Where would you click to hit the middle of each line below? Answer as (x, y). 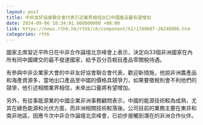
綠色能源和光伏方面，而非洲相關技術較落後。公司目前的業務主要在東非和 (107, 108)
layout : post (23, 12)
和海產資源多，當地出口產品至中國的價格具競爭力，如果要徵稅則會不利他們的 (101, 80)
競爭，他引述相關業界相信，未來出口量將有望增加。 (70, 88)
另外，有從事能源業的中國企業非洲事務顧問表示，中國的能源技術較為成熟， (99, 101)
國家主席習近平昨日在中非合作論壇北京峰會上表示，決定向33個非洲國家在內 (100, 53)
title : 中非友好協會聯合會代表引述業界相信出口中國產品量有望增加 (79, 18)
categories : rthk (28, 34)
